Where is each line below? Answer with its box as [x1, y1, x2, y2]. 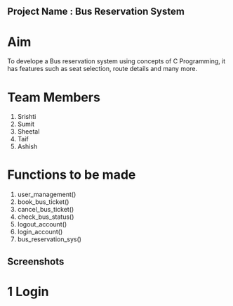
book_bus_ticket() [17, 198, 69, 206]
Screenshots [7, 255, 65, 267]
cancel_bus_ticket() [17, 205, 74, 214]
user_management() [17, 190, 76, 199]
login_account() [17, 228, 63, 236]
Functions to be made [7, 167, 136, 183]
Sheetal [17, 127, 40, 136]
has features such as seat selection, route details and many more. [7, 65, 198, 73]
